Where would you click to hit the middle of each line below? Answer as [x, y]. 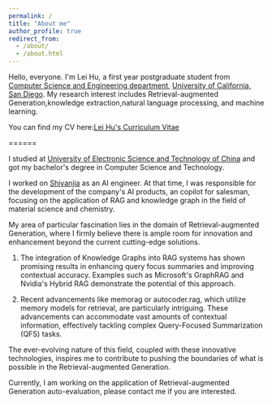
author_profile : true [45, 31]
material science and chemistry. [62, 209]
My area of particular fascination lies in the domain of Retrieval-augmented [134, 225]
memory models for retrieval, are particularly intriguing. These [124, 308]
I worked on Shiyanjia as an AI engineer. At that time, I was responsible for [132, 183]
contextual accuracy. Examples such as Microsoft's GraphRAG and [132, 275]
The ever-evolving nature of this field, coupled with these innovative [123, 350]
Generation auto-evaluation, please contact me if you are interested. [123, 391]
